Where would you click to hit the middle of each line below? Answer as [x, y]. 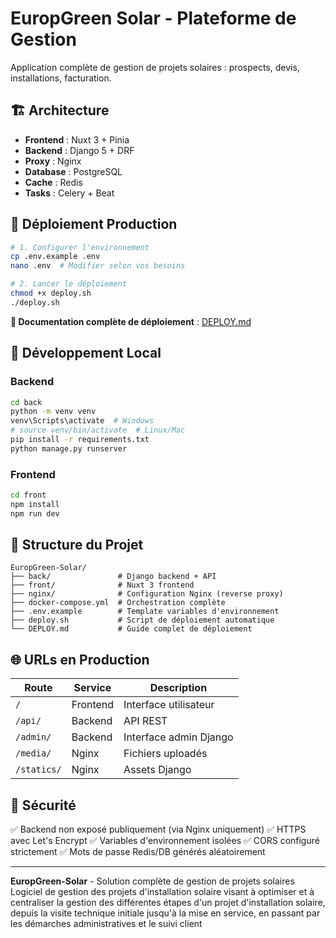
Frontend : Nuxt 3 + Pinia [77, 139]
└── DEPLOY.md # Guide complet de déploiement [131, 629]
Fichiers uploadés [165, 754]
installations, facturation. [61, 78]
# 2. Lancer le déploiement [69, 284]
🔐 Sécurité [43, 805]
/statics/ [38, 770]
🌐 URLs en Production [80, 659]
